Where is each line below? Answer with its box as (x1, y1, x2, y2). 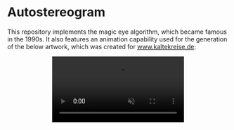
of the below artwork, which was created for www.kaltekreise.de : (7, 42, 197, 51)
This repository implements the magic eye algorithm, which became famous (7, 27, 227, 36)
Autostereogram (7, 4, 105, 20)
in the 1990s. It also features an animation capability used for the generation (7, 34, 228, 43)
